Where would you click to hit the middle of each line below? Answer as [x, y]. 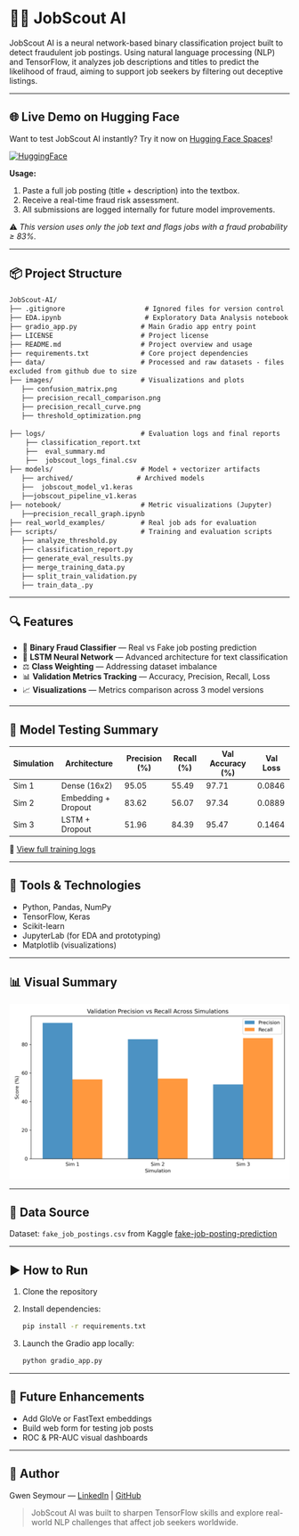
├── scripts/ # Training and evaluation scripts [141, 531]
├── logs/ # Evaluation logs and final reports [145, 433]
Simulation [33, 763]
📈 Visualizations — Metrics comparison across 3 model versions [143, 690]
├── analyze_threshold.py [69, 540]
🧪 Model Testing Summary [84, 730]
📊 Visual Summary [63, 983]
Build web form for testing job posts [88, 1428]
